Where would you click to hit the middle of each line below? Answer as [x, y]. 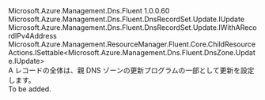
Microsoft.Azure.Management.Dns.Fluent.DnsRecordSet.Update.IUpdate [127, 19]
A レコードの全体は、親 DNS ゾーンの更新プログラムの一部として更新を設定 [131, 70]
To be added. [30, 89]
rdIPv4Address [33, 36]
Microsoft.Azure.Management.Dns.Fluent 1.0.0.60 [89, 11]
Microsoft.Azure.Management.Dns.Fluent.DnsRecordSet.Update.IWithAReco [132, 28]
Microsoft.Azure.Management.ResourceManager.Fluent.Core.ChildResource [132, 44]
